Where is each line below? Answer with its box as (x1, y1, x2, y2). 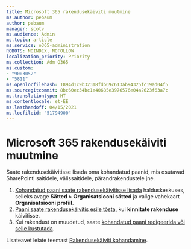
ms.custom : (6, 65, 34, 71)
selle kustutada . (14, 225, 55, 232)
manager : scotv (6, 25, 45, 32)
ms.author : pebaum (6, 14, 52, 20)
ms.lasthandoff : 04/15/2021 (6, 104, 77, 110)
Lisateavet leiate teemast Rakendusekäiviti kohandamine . (6, 236, 148, 244)
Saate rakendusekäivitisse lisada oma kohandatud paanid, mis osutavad (6, 168, 185, 175)
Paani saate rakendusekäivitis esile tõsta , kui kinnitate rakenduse (14, 206, 179, 213)
